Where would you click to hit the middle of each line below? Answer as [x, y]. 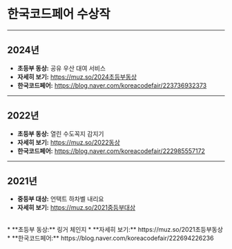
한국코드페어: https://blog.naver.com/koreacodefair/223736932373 [112, 85]
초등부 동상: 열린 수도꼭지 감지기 [60, 133]
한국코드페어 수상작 [59, 14]
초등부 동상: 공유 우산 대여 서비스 [61, 68]
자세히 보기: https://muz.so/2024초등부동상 [77, 77]
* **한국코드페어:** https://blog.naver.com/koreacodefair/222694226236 [110, 238]
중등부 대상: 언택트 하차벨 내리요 [60, 199]
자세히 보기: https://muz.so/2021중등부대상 [76, 208]
